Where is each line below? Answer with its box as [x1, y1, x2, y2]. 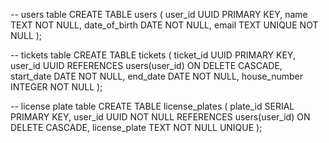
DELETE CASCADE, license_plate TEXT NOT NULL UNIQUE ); [10, 122, 263, 133]
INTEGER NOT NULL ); [10, 81, 103, 93]
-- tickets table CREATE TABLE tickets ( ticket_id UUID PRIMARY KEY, [10, 49, 296, 61]
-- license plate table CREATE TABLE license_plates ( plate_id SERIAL [10, 100, 295, 112]
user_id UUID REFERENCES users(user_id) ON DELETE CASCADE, [10, 60, 283, 71]
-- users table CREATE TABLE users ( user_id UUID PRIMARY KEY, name [10, 9, 308, 20]
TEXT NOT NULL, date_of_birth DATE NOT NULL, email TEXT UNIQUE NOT [10, 19, 319, 31]
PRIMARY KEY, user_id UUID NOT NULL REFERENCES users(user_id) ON [10, 111, 311, 123]
